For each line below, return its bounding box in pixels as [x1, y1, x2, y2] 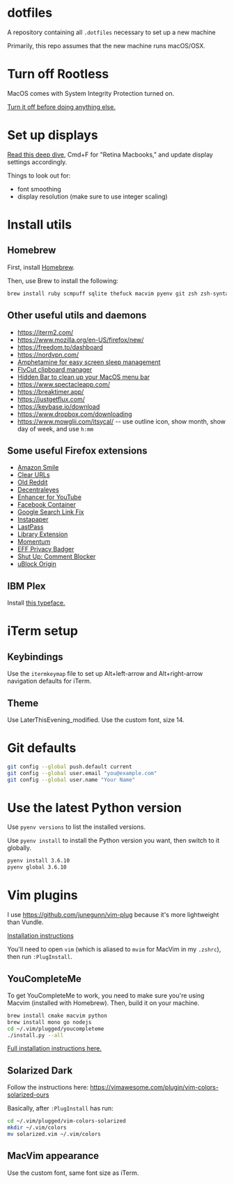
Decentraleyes [17, 486, 59, 494]
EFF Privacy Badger [17, 545, 75, 554]
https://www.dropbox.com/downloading [17, 410, 132, 418]
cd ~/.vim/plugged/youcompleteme [7, 1025, 104, 1032]
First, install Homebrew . [7, 263, 75, 271]
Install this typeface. [7, 599, 65, 607]
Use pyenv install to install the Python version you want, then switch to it [7, 837, 220, 845]
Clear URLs [17, 470, 50, 479]
